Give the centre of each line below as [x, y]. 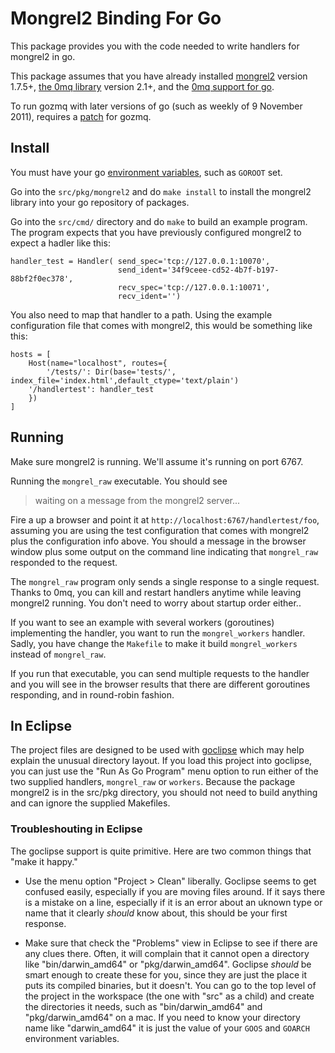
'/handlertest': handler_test [91, 389]
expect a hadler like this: [60, 243]
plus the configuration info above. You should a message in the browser [158, 541]
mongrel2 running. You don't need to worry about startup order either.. [156, 603]
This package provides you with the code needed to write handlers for [155, 46]
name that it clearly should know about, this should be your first [156, 913]
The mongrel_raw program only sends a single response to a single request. [165, 581]
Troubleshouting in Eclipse [76, 829]
